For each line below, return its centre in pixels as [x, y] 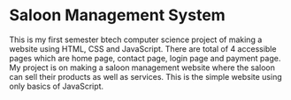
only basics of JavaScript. [57, 86]
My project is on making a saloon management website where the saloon [142, 68]
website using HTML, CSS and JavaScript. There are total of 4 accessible [143, 48]
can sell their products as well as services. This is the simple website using [145, 76]
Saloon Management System [117, 15]
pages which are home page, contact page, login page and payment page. [145, 58]
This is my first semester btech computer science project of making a [136, 39]
